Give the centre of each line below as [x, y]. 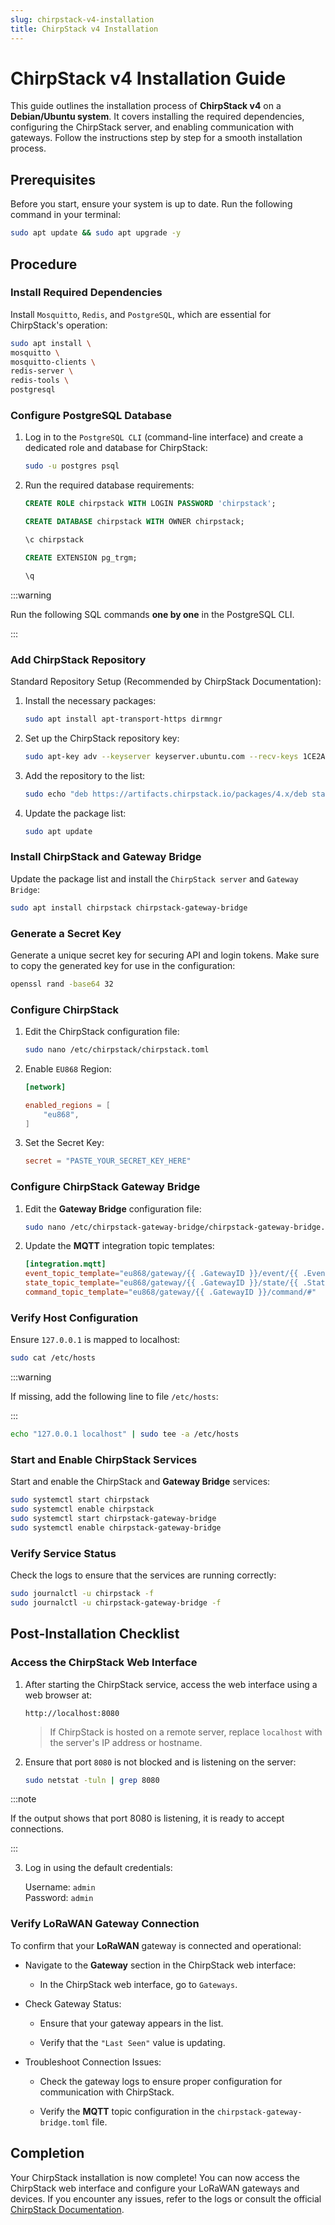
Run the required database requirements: [109, 485]
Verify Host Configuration [74, 1318]
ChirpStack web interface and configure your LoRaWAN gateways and [155, 2188]
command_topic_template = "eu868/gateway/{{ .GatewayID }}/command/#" [170, 1292]
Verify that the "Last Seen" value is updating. [132, 2042]
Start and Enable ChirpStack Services [104, 1459]
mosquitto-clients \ [53, 362]
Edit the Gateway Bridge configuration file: [113, 1208]
